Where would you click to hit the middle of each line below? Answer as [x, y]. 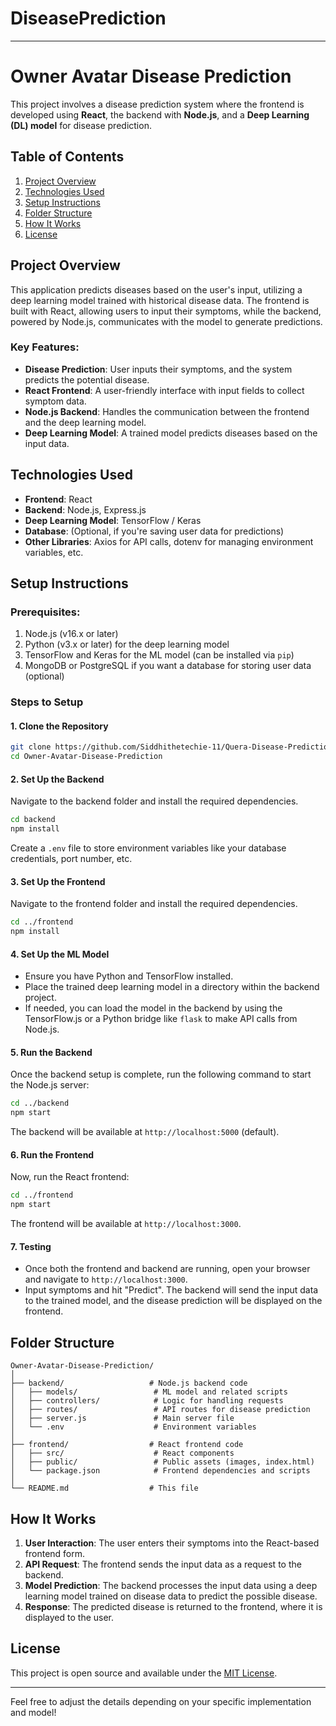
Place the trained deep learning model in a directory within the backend [172, 987]
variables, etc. [54, 552]
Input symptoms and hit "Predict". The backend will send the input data [171, 1290]
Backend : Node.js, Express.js [85, 509]
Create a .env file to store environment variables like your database [148, 848]
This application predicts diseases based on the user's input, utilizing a [156, 289]
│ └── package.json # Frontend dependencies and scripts [160, 1471]
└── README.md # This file [104, 1488]
